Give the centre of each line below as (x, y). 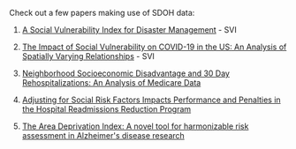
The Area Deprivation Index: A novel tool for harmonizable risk (135, 126)
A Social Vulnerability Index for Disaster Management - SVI (129, 30)
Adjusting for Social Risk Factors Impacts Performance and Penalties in (151, 100)
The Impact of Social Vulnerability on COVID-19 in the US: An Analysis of (154, 47)
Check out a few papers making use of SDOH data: (102, 13)
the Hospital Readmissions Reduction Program (106, 109)
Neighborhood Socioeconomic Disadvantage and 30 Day (125, 73)
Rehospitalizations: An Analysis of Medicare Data (111, 82)
